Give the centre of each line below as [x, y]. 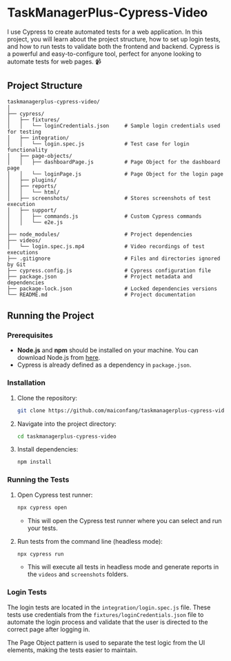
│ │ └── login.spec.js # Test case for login [98, 144]
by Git [17, 264]
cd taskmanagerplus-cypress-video [67, 436]
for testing [24, 132]
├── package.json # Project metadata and [100, 276]
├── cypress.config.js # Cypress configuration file [109, 270]
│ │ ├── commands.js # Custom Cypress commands [104, 216]
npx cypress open [42, 507]
